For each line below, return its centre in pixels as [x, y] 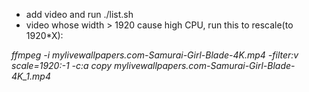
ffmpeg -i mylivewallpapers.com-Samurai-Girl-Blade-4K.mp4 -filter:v [155, 55]
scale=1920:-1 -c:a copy [62, 65]
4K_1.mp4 [31, 76]
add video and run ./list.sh [79, 14]
